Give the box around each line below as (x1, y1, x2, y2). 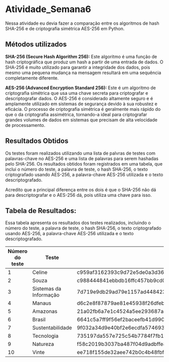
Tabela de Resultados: (5, 206, 76, 215)
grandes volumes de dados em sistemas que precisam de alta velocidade (5, 117, 157, 123)
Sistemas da (32, 285, 61, 293)
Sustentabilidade (32, 324, 72, 331)
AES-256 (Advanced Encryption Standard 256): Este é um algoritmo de (5, 85, 156, 91)
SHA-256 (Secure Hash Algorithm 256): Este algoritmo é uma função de (5, 53, 157, 59)
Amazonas (32, 308, 58, 315)
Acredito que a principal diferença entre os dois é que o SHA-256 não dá (5, 186, 156, 192)
